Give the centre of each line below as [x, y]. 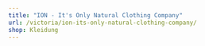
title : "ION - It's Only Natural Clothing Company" [95, 15]
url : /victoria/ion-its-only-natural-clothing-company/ [102, 23]
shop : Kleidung [33, 30]
